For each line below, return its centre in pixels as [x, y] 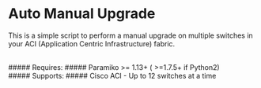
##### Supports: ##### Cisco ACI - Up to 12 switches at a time [112, 75]
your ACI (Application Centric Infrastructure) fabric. [92, 43]
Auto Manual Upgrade [82, 14]
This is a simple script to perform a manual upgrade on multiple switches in [130, 35]
